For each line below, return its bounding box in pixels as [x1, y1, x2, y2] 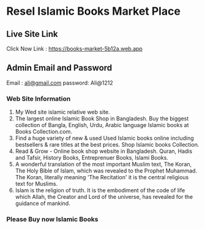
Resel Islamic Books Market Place [6, 4, 181, 18]
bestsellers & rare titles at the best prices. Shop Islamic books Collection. [15, 141, 199, 149]
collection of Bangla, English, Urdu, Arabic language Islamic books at [15, 122, 189, 129]
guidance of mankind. [15, 200, 70, 207]
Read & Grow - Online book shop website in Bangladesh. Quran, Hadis [15, 147, 193, 155]
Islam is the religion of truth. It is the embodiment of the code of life [15, 187, 185, 194]
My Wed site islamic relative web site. [15, 109, 110, 116]
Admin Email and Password [6, 63, 113, 73]
